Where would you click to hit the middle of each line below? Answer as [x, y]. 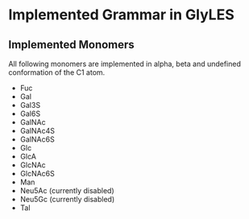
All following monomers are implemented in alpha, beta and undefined [125, 64]
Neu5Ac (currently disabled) [67, 190]
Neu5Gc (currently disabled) [67, 199]
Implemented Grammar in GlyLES [122, 15]
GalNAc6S [37, 139]
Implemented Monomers [71, 45]
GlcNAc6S [37, 174]
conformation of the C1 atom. [57, 72]
